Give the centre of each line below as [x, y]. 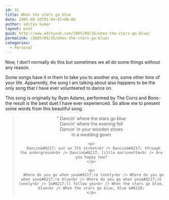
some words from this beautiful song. [44, 108]
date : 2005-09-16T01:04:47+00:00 [40, 19]
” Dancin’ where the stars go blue [91, 118]
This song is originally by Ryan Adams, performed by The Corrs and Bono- [83, 98]
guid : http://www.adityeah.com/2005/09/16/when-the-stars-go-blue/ [78, 33]
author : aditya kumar [28, 24]
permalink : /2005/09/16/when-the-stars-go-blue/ [57, 38]
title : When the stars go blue [38, 15]
